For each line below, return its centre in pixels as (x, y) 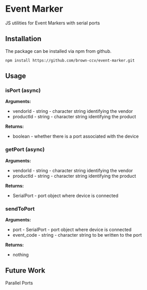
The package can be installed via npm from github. (58, 51)
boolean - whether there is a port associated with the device (76, 136)
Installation (23, 39)
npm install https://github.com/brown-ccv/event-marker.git (70, 60)
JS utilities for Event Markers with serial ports (53, 23)
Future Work (25, 270)
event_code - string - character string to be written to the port (77, 235)
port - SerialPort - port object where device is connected (72, 230)
